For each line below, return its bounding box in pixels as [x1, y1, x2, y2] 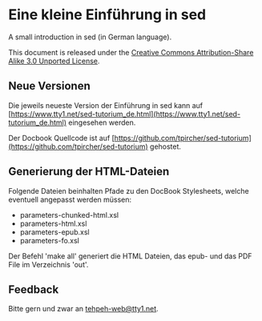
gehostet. [149, 142, 182, 151]
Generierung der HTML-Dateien [8, 165, 170, 179]
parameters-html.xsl [19, 219, 87, 228]
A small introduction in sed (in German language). [8, 32, 172, 42]
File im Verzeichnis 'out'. [8, 259, 89, 269]
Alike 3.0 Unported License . [8, 56, 100, 66]
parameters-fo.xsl [19, 235, 80, 245]
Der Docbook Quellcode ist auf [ [8, 133, 115, 142]
